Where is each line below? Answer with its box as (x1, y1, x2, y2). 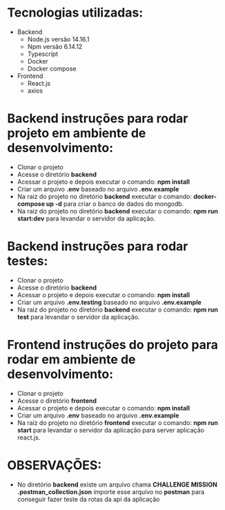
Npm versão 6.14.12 (27, 42, 83, 50)
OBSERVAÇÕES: (7, 457, 102, 473)
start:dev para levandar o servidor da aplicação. (17, 214, 156, 223)
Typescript (27, 50, 59, 58)
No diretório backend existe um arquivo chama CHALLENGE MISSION (17, 480, 217, 489)
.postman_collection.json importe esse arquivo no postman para (17, 487, 205, 495)
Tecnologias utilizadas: (7, 5, 144, 21)
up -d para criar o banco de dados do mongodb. (46, 199, 184, 208)
